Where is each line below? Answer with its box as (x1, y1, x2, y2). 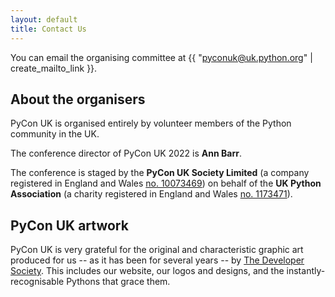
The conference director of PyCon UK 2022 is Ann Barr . (10, 147, 242, 160)
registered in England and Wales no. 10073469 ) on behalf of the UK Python (10, 177, 322, 190)
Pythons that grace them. (66, 276, 171, 288)
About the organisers (10, 91, 146, 108)
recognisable (10, 276, 65, 288)
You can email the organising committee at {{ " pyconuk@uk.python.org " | (10, 51, 313, 63)
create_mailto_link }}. (10, 62, 98, 74)
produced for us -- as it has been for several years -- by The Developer (10, 254, 305, 266)
